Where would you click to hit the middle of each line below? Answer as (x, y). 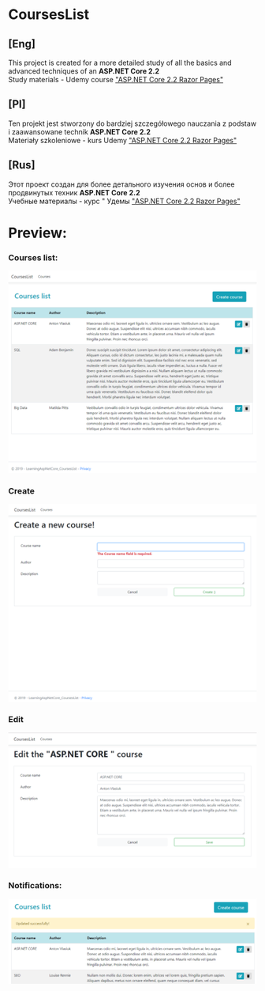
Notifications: (35, 886)
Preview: (37, 233)
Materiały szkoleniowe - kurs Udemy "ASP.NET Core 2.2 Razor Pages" (123, 140)
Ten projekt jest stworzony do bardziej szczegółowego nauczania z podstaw (132, 123)
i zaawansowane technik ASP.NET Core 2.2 (80, 131)
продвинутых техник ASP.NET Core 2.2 (74, 192)
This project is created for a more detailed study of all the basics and (120, 62)
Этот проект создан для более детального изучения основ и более (121, 184)
